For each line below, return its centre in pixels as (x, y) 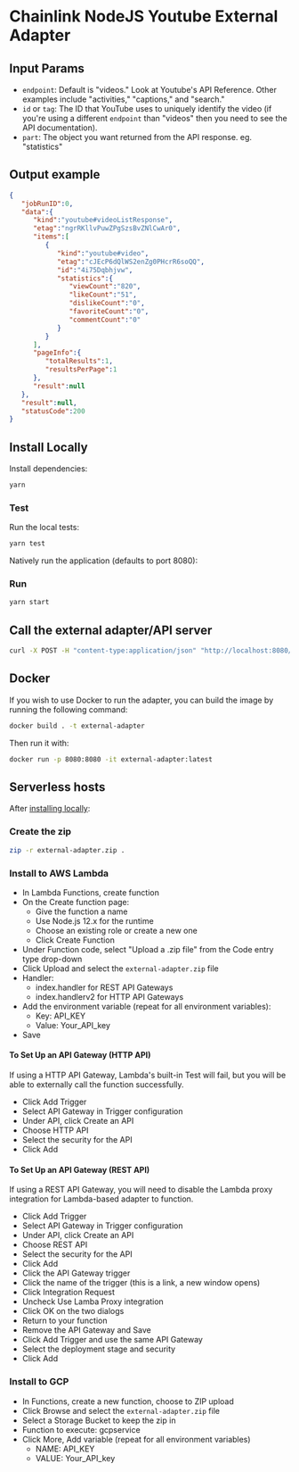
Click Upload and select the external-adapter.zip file (121, 968)
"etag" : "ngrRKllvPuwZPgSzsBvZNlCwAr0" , (106, 229)
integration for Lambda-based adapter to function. (101, 1199)
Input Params (47, 68)
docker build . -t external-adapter (77, 726)
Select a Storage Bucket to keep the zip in (99, 1420)
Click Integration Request (69, 1293)
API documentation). (60, 128)
